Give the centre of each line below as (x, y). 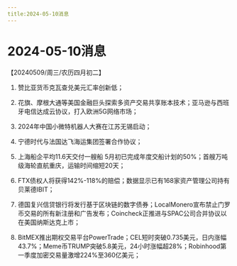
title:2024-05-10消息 (38, 14)
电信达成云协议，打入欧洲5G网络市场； (81, 111)
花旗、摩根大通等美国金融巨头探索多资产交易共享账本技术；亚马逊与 (117, 102)
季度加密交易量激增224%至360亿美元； (82, 255)
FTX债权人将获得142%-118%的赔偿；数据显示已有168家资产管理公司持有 (123, 180)
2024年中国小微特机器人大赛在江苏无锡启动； (84, 126)
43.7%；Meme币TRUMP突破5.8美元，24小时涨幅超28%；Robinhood (119, 246)
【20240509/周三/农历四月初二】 (56, 72)
